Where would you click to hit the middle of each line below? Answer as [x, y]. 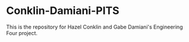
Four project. [22, 33]
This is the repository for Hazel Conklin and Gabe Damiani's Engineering [94, 27]
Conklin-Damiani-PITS [63, 11]
